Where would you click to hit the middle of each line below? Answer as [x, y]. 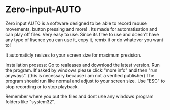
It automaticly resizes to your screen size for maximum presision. [73, 55]
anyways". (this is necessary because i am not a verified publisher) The [80, 75]
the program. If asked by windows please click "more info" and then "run [81, 70]
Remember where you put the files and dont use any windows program [79, 96]
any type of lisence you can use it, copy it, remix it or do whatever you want [84, 40]
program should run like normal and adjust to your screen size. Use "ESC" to [85, 81]
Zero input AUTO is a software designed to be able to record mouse [76, 23]
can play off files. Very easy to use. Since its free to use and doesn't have [82, 34]
